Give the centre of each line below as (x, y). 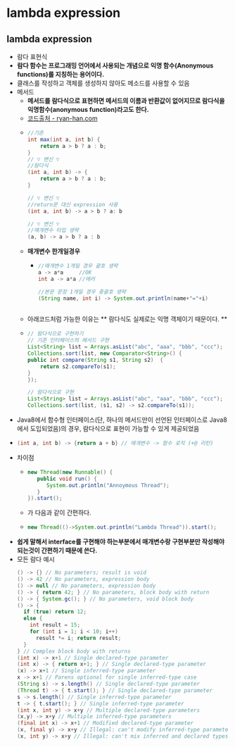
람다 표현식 (32, 57)
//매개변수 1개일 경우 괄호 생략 (78, 266)
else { (33, 619)
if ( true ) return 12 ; (55, 612)
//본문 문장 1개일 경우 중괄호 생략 (82, 291)
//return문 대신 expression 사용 (72, 205)
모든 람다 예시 (36, 559)
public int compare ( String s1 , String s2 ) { (95, 360)
